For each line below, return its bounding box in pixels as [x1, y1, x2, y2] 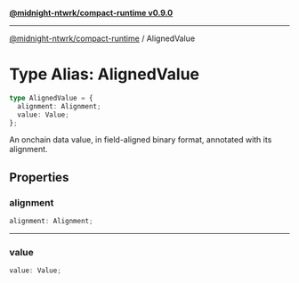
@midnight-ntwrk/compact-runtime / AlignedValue [9, 33, 196, 44]
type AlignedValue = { [9, 93, 93, 102]
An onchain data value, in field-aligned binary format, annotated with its [9, 134, 272, 145]
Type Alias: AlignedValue [9, 64, 200, 85]
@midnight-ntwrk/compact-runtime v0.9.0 [9, 8, 174, 18]
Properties [9, 169, 69, 185]
